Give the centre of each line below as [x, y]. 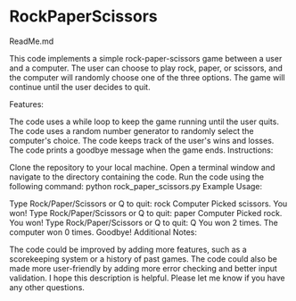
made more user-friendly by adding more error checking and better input [144, 268]
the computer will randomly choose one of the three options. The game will [147, 77]
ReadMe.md [32, 41]
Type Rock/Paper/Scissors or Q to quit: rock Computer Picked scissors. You [148, 204]
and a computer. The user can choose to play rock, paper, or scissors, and [146, 68]
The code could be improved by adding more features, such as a [128, 249]
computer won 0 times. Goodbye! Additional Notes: [103, 232]
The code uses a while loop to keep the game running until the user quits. [144, 121]
